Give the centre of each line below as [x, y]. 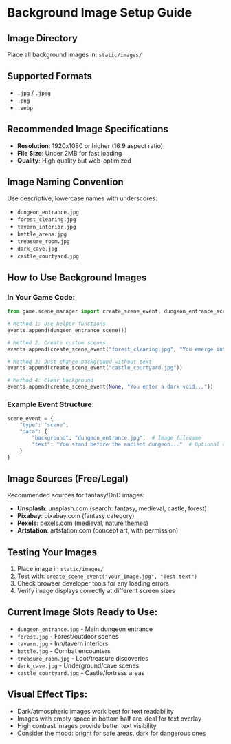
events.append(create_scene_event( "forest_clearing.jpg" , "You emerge [110, 349]
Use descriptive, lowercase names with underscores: [82, 198]
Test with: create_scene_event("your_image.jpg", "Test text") [107, 576]
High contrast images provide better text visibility [87, 725]
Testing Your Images [52, 552]
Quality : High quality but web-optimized [74, 161]
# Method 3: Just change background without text [80, 362]
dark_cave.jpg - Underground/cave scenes [78, 665]
